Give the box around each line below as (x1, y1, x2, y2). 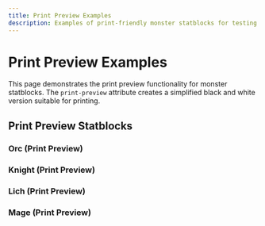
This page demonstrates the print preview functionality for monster (8, 79, 228, 89)
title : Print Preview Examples (8, 11, 112, 20)
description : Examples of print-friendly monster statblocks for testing (8, 19, 258, 27)
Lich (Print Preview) (8, 186, 86, 197)
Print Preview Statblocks (8, 119, 133, 132)
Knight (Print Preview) (8, 164, 95, 175)
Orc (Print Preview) (8, 143, 83, 154)
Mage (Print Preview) (8, 207, 91, 218)
